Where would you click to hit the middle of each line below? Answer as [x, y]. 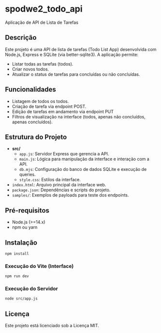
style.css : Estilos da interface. [50, 180]
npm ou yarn [25, 227]
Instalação [21, 242]
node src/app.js [21, 299]
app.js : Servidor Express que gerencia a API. [64, 154]
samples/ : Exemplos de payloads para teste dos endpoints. [70, 195]
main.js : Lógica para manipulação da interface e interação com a [84, 159]
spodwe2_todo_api [44, 9]
